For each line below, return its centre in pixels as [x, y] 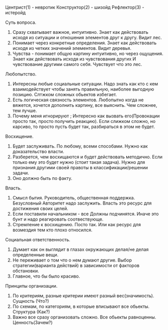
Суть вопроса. [21, 22]
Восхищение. [19, 136]
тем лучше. [25, 111]
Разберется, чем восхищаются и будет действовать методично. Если [87, 157]
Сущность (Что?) [31, 301]
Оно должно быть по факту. [42, 178]
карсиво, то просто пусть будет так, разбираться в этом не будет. [83, 126]
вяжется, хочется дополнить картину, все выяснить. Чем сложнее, [85, 105]
